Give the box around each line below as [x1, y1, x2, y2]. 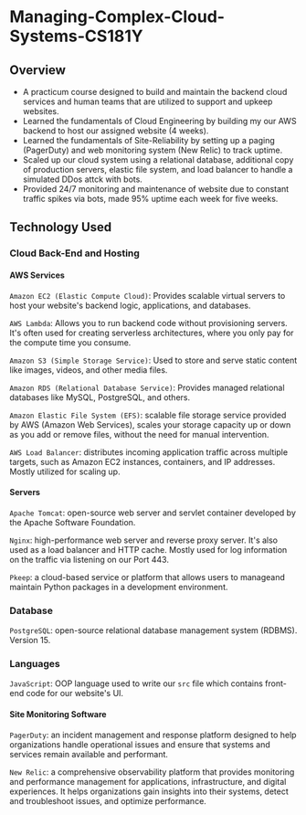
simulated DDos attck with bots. [22, 174, 143, 185]
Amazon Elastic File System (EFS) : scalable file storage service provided [9, 409, 287, 420]
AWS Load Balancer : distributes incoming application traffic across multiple [9, 446, 289, 458]
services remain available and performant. [9, 748, 169, 759]
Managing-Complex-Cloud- [9, 6, 226, 27]
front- [264, 678, 288, 689]
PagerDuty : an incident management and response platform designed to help [9, 729, 297, 740]
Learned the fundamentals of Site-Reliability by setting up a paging [22, 135, 276, 145]
